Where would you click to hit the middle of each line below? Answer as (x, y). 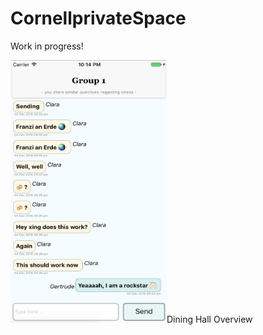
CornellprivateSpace (98, 18)
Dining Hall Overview (209, 319)
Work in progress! (47, 46)
